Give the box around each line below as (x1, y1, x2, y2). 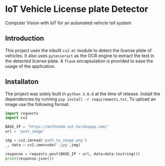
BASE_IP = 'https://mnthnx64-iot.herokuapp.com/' (5, 124, 110, 129)
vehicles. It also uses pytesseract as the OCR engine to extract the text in (5, 53, 155, 58)
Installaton (5, 78, 39, 86)
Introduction (5, 34, 44, 43)
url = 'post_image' (5, 129, 45, 134)
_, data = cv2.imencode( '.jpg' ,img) (5, 142, 81, 147)
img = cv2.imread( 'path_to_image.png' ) (5, 138, 87, 143)
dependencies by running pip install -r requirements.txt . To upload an (5, 96, 156, 102)
